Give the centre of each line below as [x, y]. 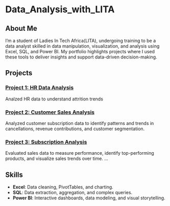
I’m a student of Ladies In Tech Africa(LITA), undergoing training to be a [81, 40]
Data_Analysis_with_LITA [60, 9]
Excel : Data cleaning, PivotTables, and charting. [63, 187]
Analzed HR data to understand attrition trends [54, 99]
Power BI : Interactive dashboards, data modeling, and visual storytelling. [89, 198]
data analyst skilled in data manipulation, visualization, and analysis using [82, 46]
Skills [14, 174]
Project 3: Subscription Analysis [46, 142]
